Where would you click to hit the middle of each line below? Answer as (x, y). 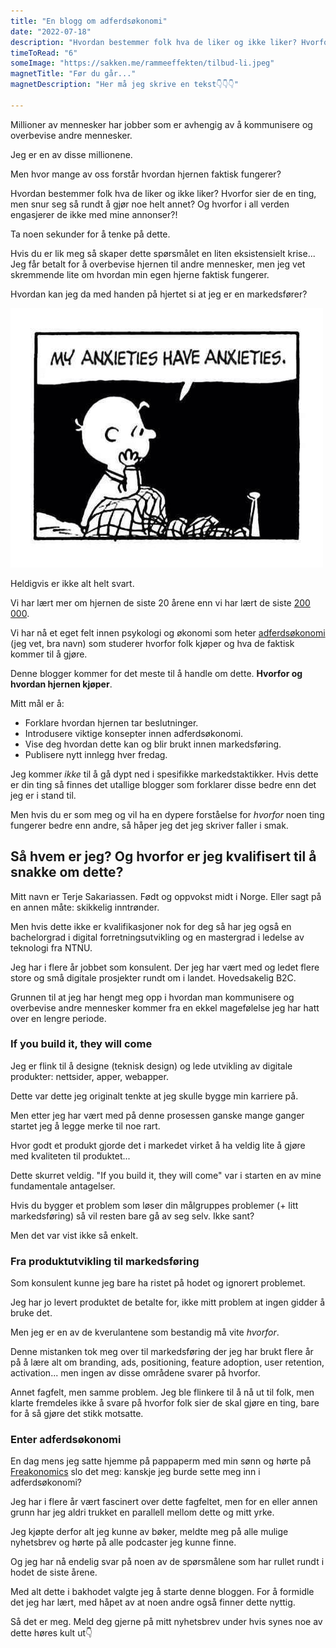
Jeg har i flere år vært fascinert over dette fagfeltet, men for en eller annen (164, 1502)
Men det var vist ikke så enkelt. (74, 1235)
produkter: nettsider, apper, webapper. (89, 1076)
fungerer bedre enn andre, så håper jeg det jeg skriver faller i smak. (149, 825)
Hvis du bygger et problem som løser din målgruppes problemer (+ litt (154, 1205)
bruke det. (31, 1313)
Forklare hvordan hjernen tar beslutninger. (111, 722)
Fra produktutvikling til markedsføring (105, 1261)
